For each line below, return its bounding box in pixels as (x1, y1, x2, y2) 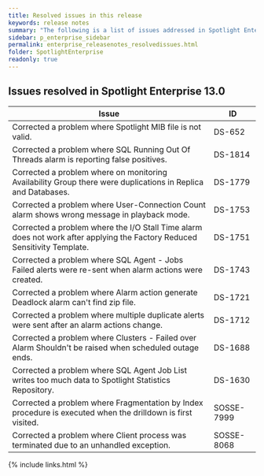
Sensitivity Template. (12, 241, 89, 252)
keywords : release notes (8, 19, 90, 27)
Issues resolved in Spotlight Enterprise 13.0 (8, 84, 225, 99)
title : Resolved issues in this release (8, 11, 143, 20)
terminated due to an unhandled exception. (12, 439, 171, 450)
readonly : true (8, 56, 58, 64)
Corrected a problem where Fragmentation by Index (12, 397, 203, 408)
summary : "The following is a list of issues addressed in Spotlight (8, 26, 241, 34)
